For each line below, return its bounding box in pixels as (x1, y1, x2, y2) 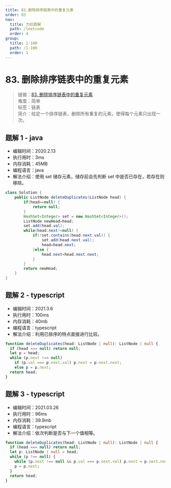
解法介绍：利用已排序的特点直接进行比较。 (12, 331, 102, 337)
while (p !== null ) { (10, 454, 56, 459)
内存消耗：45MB (12, 161, 48, 167)
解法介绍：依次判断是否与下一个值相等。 (12, 430, 98, 436)
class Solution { (5, 190, 42, 196)
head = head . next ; (41, 242, 76, 248)
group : (5, 36, 19, 41)
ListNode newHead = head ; (23, 218, 74, 224)
